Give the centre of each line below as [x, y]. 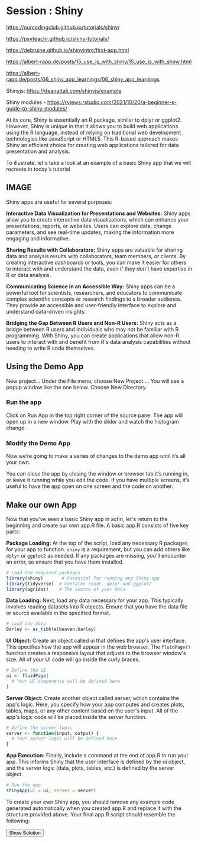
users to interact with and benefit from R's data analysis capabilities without [98, 341]
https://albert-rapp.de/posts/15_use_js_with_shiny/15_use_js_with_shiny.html [99, 61]
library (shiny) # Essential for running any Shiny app [83, 578]
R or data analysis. [29, 275]
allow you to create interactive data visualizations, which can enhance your [98, 219]
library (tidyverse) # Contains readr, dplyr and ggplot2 [79, 584]
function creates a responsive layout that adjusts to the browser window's [96, 653]
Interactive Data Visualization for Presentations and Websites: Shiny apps [98, 213]
